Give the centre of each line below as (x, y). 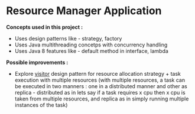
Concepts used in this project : (45, 27)
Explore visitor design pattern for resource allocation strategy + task (98, 73)
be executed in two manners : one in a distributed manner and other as (101, 86)
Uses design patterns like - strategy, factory (68, 38)
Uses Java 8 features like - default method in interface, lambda (91, 51)
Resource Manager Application (84, 11)
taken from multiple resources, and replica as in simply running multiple (102, 99)
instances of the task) (41, 105)
